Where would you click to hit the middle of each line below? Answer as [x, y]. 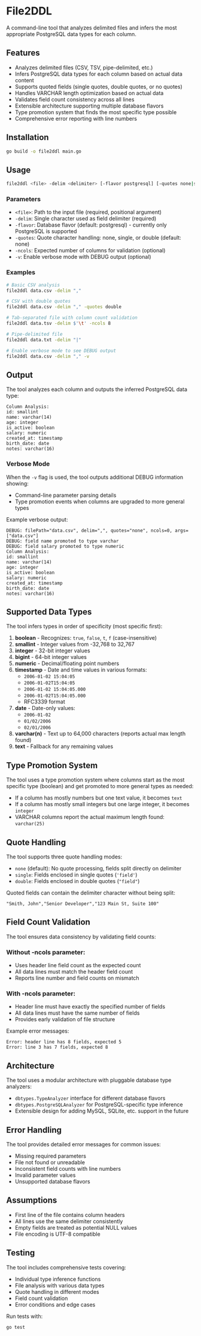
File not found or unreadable [50, 1162]
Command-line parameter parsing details [66, 495]
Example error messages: [38, 1031]
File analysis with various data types [60, 1285]
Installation [28, 137]
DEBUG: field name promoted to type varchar [63, 541]
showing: [17, 483]
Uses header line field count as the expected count [78, 965]
